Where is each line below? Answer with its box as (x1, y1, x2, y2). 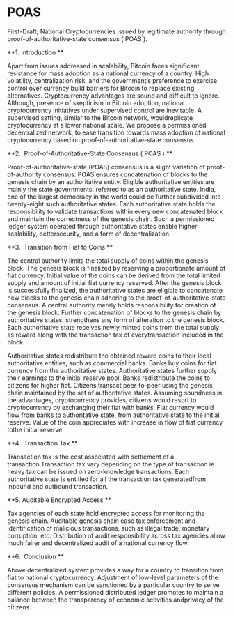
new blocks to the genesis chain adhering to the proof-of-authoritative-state (7, 294, 226, 302)
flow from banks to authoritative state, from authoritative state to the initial (7, 411, 220, 419)
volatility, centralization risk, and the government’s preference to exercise (7, 76, 218, 84)
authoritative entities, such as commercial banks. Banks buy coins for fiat (7, 358, 217, 367)
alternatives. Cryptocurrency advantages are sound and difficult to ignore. (7, 91, 220, 100)
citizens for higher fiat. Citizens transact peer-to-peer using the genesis (7, 381, 214, 389)
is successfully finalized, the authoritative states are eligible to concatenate (7, 286, 223, 294)
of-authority (7, 170, 42, 178)
